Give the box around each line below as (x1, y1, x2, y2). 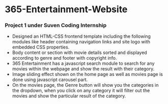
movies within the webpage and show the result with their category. (12, 66, 155, 72)
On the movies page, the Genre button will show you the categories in (12, 82, 159, 88)
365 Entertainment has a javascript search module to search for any (12, 60, 155, 67)
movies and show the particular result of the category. (12, 93, 126, 99)
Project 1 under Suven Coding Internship (5, 22, 107, 29)
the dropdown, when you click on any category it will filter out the (12, 88, 150, 94)
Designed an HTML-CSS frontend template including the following (12, 33, 151, 39)
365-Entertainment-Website (5, 4, 128, 15)
